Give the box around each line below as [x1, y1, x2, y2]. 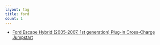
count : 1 [5, 16, 23, 21]
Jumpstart [12, 34, 33, 40]
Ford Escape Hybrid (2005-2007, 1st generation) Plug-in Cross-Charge [12, 30, 155, 35]
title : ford [5, 12, 29, 16]
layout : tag [5, 7, 29, 12]
